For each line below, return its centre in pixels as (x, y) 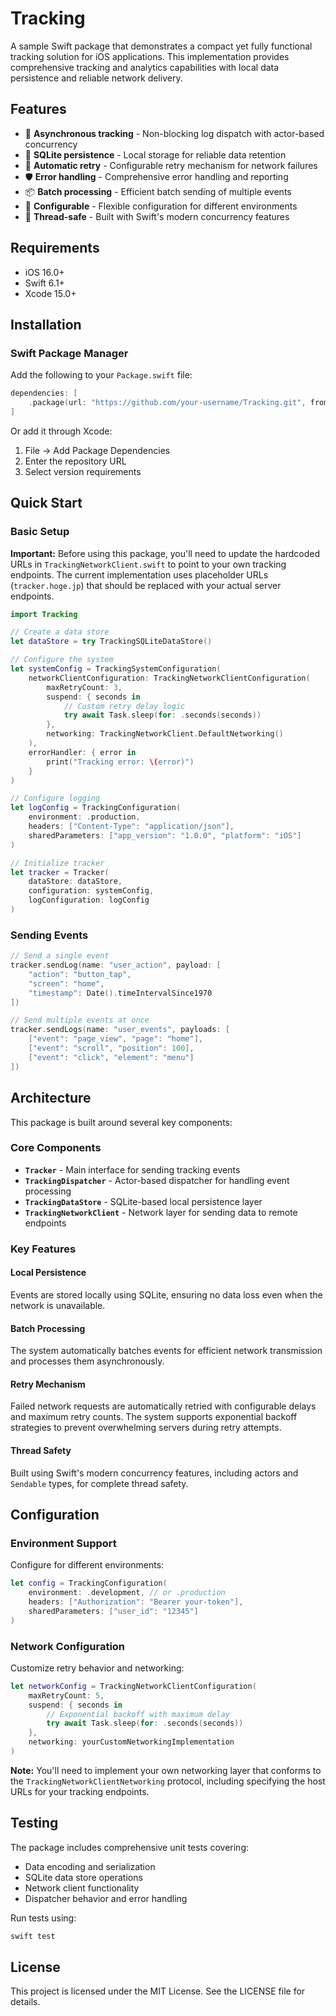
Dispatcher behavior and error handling (106, 1898)
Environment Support (63, 1543)
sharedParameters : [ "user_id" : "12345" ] (113, 1611)
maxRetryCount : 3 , (84, 687)
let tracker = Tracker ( (60, 872)
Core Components (56, 1148)
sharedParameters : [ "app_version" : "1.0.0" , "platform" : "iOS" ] (165, 835)
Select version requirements (83, 471)
